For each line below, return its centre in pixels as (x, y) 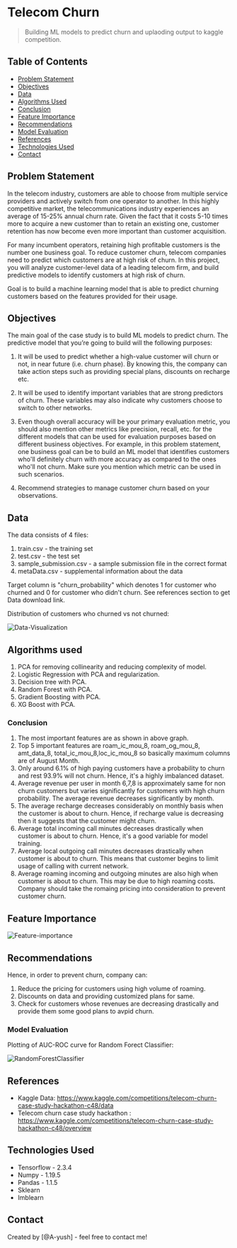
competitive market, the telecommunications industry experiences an (108, 208)
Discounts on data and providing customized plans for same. (106, 996)
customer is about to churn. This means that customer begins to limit (118, 858)
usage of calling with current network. (73, 866)
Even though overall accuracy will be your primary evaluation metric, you (124, 421)
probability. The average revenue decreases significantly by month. (116, 798)
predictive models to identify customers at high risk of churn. (96, 275)
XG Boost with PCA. (46, 704)
